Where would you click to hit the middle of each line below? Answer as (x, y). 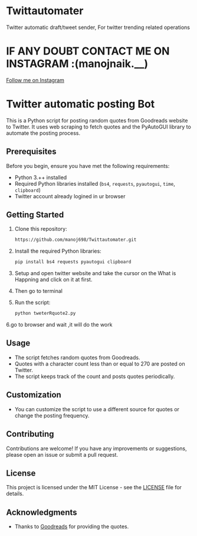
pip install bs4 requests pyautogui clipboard (73, 262)
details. (15, 494)
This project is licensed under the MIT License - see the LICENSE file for (94, 487)
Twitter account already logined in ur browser (70, 196)
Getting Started (35, 215)
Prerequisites (31, 152)
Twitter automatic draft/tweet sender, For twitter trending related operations (98, 27)
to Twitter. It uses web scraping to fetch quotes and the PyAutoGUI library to (99, 127)
